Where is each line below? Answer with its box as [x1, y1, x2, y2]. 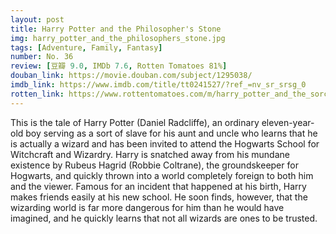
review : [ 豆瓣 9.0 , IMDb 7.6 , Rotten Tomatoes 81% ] [10, 61, 228, 71]
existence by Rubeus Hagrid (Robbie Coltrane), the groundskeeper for [10, 159, 299, 171]
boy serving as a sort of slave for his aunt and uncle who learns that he [25, 127, 318, 139]
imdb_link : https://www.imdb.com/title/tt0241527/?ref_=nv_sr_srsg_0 [10, 80, 307, 90]
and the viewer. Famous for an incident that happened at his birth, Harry [10, 180, 307, 192]
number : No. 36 [10, 52, 74, 62]
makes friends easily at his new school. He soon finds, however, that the [10, 191, 308, 203]
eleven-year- [261, 116, 315, 128]
